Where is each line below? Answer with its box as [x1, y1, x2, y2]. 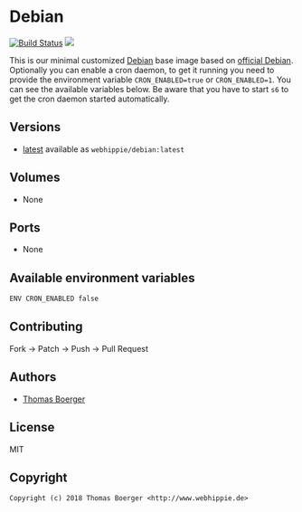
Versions [9, 119, 61, 135]
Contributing [9, 319, 83, 335]
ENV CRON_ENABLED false [9, 294, 99, 304]
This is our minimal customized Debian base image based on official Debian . [9, 54, 294, 65]
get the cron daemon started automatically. [9, 93, 170, 104]
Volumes [9, 170, 61, 185]
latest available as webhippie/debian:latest [22, 143, 185, 155]
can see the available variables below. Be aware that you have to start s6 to [9, 83, 289, 94]
